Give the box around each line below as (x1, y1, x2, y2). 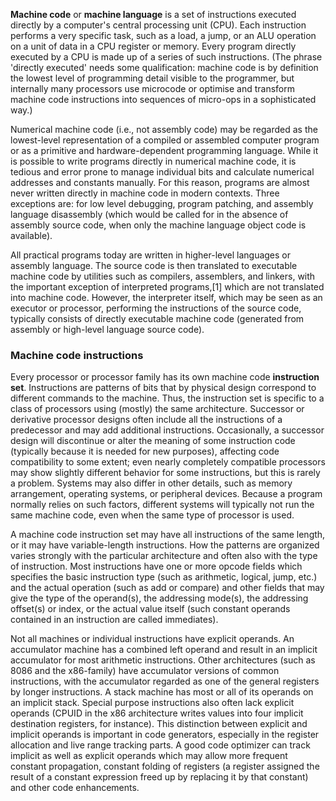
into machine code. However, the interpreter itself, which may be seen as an (10, 292, 323, 303)
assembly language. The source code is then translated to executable (10, 260, 298, 271)
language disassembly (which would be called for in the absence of (10, 209, 289, 220)
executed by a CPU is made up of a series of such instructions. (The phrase (10, 51, 323, 63)
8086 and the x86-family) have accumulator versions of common (10, 665, 280, 677)
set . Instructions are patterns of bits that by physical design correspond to (10, 382, 317, 394)
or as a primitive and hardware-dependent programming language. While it (10, 145, 319, 156)
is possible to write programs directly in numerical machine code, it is (10, 155, 297, 167)
